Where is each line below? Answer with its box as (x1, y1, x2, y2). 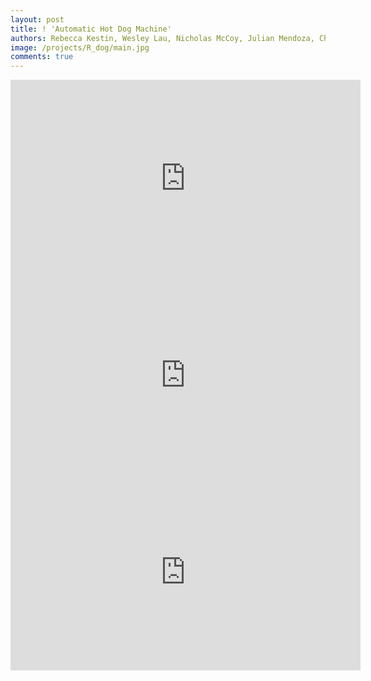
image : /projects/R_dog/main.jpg (10, 42, 150, 53)
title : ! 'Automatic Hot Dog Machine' (10, 24, 172, 34)
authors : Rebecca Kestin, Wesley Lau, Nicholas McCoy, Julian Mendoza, (10, 33, 315, 43)
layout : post (10, 14, 65, 25)
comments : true (10, 52, 74, 62)
